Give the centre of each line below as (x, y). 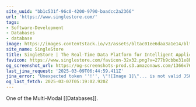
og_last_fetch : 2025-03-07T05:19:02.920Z (57, 82)
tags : (13, 22)
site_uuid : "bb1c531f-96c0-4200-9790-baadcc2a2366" (70, 11)
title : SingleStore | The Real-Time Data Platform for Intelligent (90, 55)
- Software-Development (35, 28)
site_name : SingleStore (35, 49)
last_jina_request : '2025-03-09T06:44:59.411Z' (65, 71)
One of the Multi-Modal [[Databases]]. (52, 98)
